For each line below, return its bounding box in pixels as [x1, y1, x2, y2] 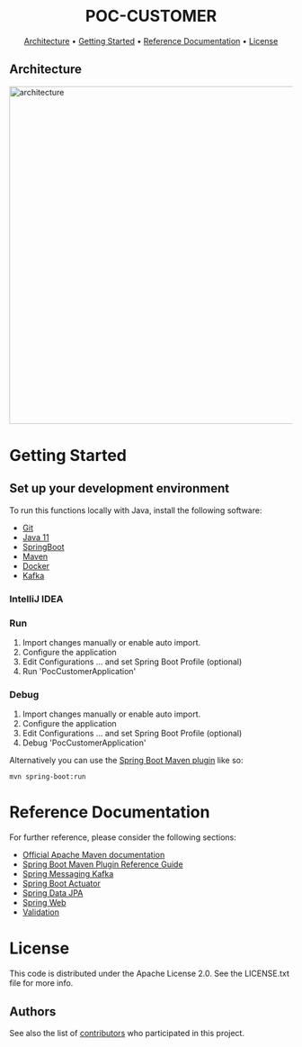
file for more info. [9, 978, 74, 988]
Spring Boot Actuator [22, 878, 101, 889]
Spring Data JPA [22, 888, 84, 898]
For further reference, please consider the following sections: [9, 832, 236, 843]
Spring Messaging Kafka [22, 869, 114, 880]
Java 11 [22, 531, 49, 543]
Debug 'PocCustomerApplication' [22, 737, 147, 748]
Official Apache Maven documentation [22, 850, 165, 861]
